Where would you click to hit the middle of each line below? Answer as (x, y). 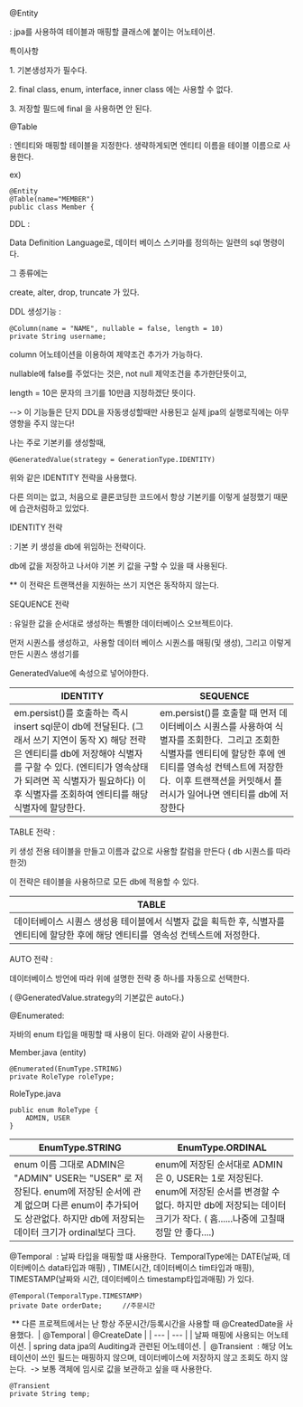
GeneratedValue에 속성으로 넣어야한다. (79, 673)
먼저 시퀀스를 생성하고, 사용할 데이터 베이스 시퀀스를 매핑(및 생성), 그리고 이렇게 (150, 642)
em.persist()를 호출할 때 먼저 (218, 713)
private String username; (58, 336)
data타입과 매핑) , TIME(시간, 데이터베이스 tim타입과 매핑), (151, 1268)
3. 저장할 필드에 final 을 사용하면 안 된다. (81, 109)
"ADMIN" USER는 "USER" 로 (73, 1178)
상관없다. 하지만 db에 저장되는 (85, 1218)
